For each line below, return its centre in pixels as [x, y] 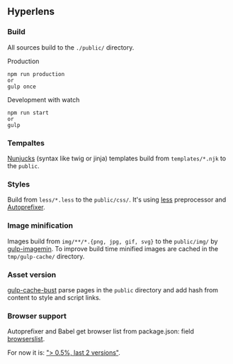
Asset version [32, 275]
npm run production [36, 74]
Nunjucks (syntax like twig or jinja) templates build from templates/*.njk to [117, 158]
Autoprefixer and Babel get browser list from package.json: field [101, 331]
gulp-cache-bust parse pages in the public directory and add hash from [113, 289]
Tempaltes [26, 143]
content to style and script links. [54, 297]
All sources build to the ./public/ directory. [71, 47]
